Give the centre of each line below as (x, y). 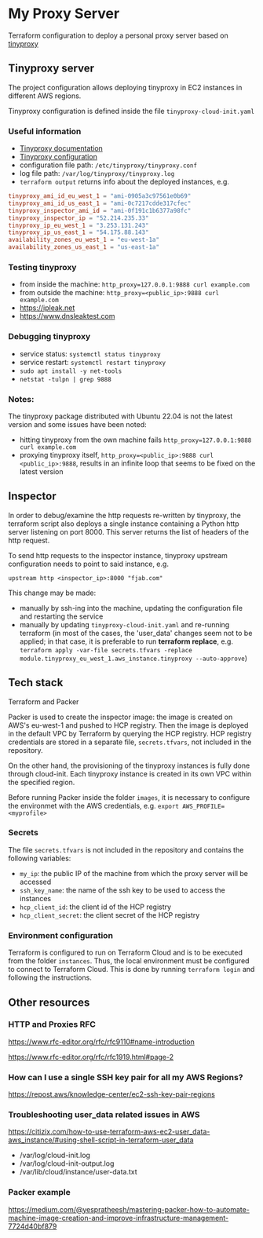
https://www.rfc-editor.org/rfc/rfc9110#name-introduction (101, 1042)
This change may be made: (52, 593)
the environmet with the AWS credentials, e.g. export (93, 805)
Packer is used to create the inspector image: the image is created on (121, 717)
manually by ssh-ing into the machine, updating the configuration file (131, 608)
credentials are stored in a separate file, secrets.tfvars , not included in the (130, 742)
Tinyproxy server (51, 69)
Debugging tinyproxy (49, 337)
